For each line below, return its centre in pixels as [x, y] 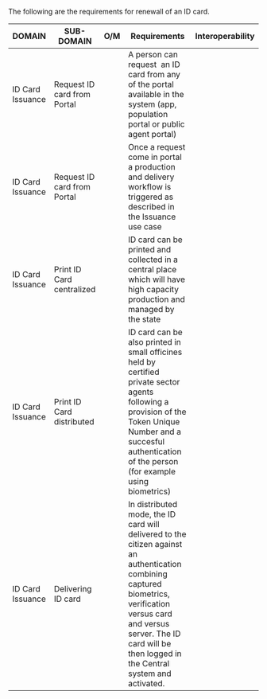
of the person [153, 461]
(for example [152, 471]
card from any [155, 74]
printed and [150, 250]
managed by [151, 309]
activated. [147, 683]
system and [150, 674]
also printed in [155, 342]
